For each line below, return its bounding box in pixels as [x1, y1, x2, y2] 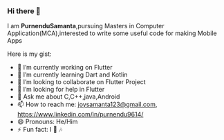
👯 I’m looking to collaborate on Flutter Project [17, 78, 147, 86]
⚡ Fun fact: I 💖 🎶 [17, 126, 63, 134]
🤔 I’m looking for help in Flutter [17, 86, 105, 94]
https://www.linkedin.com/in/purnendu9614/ [17, 110, 144, 119]
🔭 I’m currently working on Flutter [17, 63, 113, 72]
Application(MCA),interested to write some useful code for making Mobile [7, 29, 218, 37]
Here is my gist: [7, 50, 52, 58]
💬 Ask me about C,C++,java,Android [17, 92, 120, 101]
